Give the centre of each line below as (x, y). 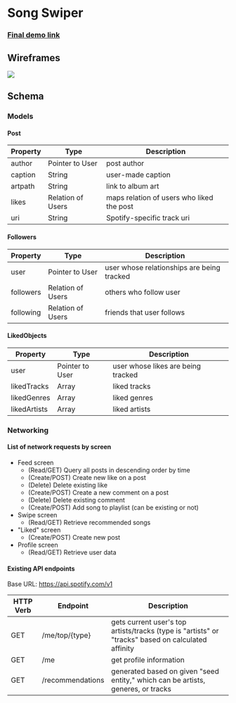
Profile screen (38, 545)
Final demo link (34, 35)
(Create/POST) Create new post (74, 537)
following (26, 312)
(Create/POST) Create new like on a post (87, 477)
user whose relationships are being (163, 267)
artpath (23, 186)
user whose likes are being (157, 366)
